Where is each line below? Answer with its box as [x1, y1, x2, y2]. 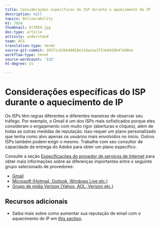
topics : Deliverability [5, 16, 53, 21]
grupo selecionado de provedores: [5, 164, 74, 170]
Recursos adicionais [5, 197, 68, 206]
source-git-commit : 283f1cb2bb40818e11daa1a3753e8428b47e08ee [5, 48, 133, 52]
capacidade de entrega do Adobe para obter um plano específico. [5, 144, 137, 150]
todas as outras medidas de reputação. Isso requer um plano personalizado [5, 128, 156, 134]
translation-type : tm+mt [5, 43, 55, 48]
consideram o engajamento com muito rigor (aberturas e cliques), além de [5, 123, 154, 129]
